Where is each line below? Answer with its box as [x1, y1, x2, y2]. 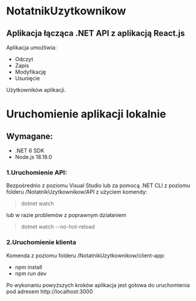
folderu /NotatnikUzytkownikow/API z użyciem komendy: [6, 188, 147, 195]
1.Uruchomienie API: [6, 168, 67, 176]
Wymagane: [6, 131, 53, 142]
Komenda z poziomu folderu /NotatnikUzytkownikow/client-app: [6, 252, 165, 259]
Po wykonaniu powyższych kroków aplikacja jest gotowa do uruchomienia [6, 281, 191, 288]
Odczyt [14, 56, 34, 62]
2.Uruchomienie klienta [6, 238, 76, 246]
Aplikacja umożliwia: [6, 44, 57, 51]
